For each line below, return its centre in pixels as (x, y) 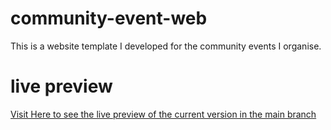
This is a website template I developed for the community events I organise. (166, 46)
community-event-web (109, 18)
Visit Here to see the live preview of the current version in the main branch (163, 114)
